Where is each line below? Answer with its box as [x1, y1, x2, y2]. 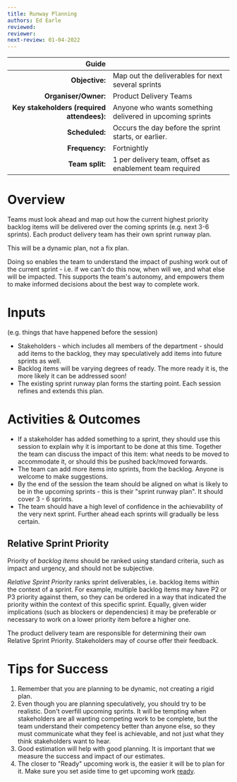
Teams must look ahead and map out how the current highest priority [7, 215, 209, 224]
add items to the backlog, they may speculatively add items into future [17, 349, 222, 357]
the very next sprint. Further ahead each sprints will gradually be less [17, 510, 219, 518]
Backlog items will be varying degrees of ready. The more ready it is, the [17, 364, 229, 373]
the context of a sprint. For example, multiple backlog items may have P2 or [7, 585, 227, 594]
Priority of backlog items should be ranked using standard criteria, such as [7, 556, 224, 565]
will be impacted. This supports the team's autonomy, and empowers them [7, 272, 224, 281]
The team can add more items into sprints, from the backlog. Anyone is [17, 464, 224, 473]
